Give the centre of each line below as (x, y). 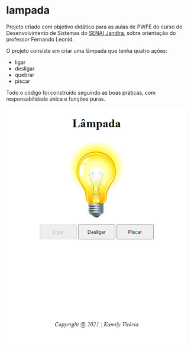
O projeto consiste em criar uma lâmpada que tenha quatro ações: (87, 50)
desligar (25, 68)
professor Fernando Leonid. (40, 39)
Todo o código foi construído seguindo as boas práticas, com (81, 92)
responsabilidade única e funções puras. (56, 99)
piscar (22, 81)
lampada (28, 10)
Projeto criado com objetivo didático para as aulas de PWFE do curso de (94, 27)
